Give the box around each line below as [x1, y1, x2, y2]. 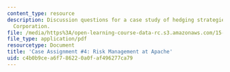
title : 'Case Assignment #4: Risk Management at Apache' [7, 49, 173, 56]
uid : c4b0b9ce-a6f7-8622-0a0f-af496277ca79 [7, 55, 133, 62]
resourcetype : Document [7, 42, 75, 49]
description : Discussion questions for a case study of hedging [7, 16, 194, 23]
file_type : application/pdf [7, 36, 88, 43]
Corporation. [13, 23, 51, 29]
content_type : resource [7, 10, 75, 17]
